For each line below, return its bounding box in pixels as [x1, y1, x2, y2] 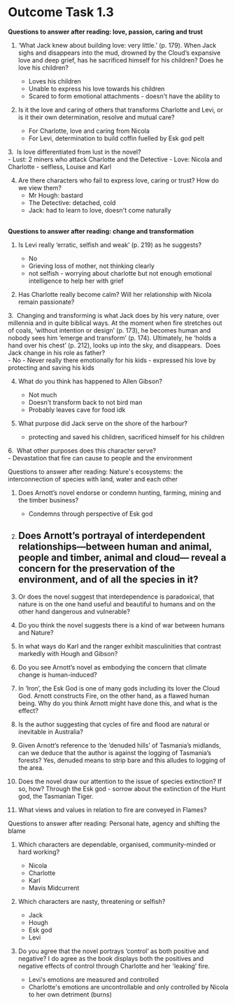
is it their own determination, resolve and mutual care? [17, 113, 175, 121]
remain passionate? [17, 298, 75, 306]
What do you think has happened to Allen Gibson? [17, 377, 163, 385]
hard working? [17, 847, 60, 856]
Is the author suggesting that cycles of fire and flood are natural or [17, 720, 210, 728]
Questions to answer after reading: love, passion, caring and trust [8, 27, 204, 36]
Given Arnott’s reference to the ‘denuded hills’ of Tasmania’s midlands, [17, 741, 221, 750]
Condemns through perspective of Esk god [28, 510, 153, 518]
